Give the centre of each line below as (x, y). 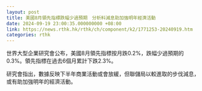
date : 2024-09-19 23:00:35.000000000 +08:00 (64, 23)
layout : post (23, 12)
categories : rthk (28, 35)
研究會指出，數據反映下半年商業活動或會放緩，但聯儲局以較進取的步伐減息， (103, 74)
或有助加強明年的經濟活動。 (41, 82)
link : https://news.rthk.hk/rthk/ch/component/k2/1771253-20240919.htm (99, 29)
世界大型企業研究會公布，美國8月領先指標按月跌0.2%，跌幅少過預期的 (95, 53)
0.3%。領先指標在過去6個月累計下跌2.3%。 (62, 61)
